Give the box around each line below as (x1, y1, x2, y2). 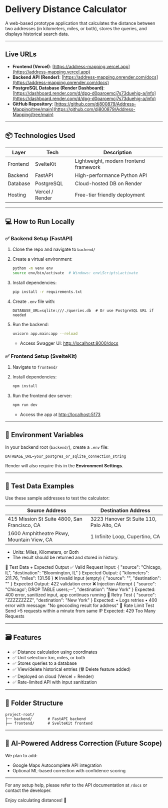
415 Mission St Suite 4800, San (7, 516, 82, 523)
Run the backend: (12, 321, 49, 327)
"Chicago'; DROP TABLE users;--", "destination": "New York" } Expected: (5, 586, 156, 592)
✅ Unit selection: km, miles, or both (12, 655, 85, 661)
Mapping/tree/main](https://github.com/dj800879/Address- (12, 106, 136, 112)
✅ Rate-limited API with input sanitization (12, 679, 97, 685)
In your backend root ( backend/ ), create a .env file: (5, 444, 109, 450)
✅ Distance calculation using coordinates (12, 649, 97, 655)
